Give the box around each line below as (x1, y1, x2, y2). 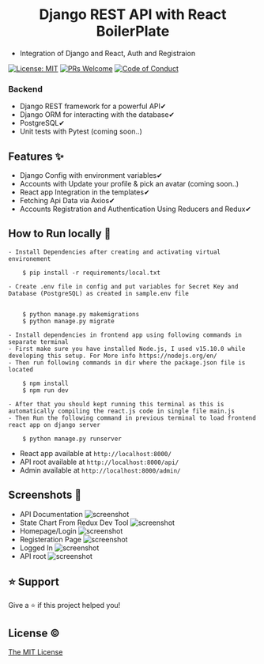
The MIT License (8, 647, 63, 657)
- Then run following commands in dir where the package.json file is (8, 358, 246, 367)
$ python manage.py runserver (22, 435, 123, 443)
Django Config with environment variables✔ (19, 171, 163, 180)
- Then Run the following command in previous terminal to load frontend (8, 413, 257, 422)
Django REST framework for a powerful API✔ (19, 101, 167, 111)
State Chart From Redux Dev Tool (19, 518, 129, 527)
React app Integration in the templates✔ (19, 187, 150, 197)
